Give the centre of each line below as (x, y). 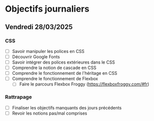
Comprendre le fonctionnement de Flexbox (55, 79)
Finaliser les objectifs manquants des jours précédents (67, 107)
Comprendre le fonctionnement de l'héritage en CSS (65, 73)
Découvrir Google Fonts (36, 56)
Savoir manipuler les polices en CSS (48, 51)
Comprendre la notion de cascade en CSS (54, 68)
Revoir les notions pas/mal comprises (50, 113)
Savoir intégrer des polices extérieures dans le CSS (63, 62)
